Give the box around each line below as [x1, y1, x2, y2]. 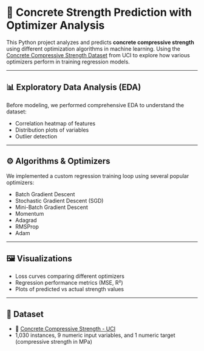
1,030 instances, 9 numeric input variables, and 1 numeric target [15, 331, 175, 339]
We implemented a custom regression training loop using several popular [6, 172, 189, 179]
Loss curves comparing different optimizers [15, 272, 124, 280]
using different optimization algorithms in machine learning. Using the [6, 45, 180, 52]
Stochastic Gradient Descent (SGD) [15, 197, 104, 204]
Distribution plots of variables [15, 126, 89, 133]
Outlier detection [15, 132, 58, 140]
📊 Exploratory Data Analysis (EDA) [6, 82, 141, 93]
